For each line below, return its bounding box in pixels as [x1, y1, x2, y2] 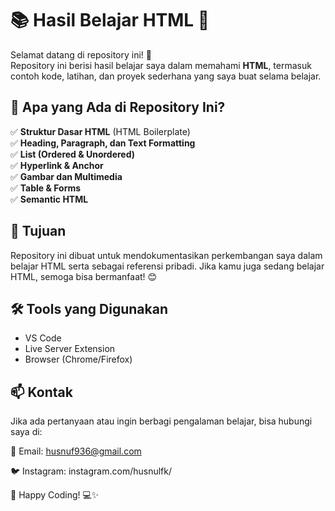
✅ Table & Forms [10, 182, 82, 194]
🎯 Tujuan [10, 223, 67, 240]
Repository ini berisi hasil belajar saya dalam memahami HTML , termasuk [10, 59, 312, 71]
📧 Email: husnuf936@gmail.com [10, 445, 142, 457]
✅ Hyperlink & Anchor [10, 159, 104, 171]
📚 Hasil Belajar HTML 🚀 [10, 9, 210, 32]
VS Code [24, 332, 62, 344]
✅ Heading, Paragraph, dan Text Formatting [10, 137, 196, 149]
